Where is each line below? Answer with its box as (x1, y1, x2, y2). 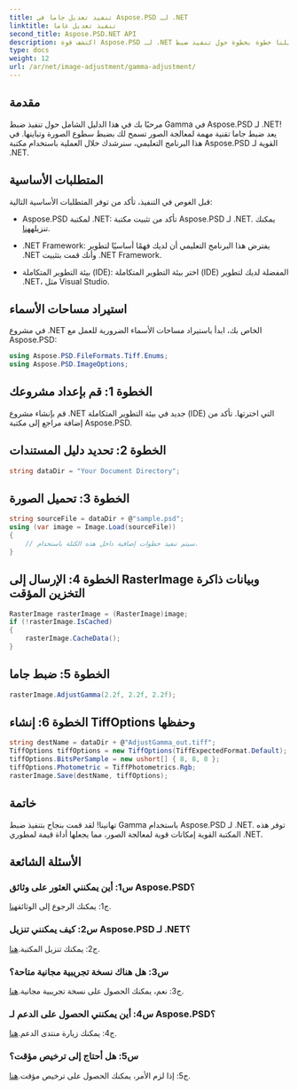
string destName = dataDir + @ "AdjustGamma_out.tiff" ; (9, 738, 216, 747)
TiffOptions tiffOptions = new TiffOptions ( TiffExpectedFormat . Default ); (9, 746, 288, 756)
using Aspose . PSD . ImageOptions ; (9, 360, 129, 369)
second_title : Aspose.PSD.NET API (9, 29, 137, 38)
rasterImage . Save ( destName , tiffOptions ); (9, 771, 169, 780)
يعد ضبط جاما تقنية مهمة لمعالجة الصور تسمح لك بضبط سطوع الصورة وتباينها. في (9, 128, 278, 138)
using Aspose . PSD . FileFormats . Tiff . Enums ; (9, 352, 169, 361)
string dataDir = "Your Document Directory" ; (9, 466, 180, 475)
